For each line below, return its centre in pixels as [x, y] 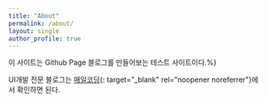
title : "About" [34, 16]
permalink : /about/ [41, 23]
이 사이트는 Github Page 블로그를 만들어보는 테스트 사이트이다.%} [112, 62]
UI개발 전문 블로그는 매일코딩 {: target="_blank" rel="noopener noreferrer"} [130, 80]
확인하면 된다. [38, 90]
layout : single [34, 31]
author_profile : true [45, 38]
